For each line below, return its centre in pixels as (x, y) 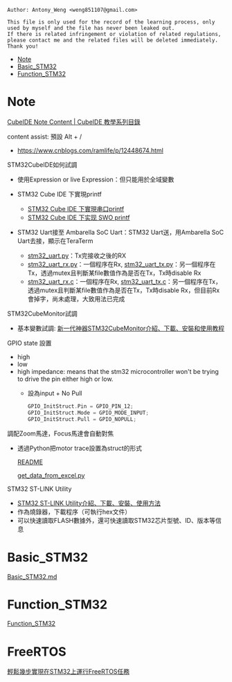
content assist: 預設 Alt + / (44, 136)
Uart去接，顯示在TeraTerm (55, 241)
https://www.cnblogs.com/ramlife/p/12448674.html (90, 150)
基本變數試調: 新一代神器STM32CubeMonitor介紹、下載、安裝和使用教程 (121, 328)
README (30, 462)
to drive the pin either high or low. (65, 379)
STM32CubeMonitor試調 (42, 313)
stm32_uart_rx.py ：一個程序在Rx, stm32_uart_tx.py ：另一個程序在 (122, 264)
